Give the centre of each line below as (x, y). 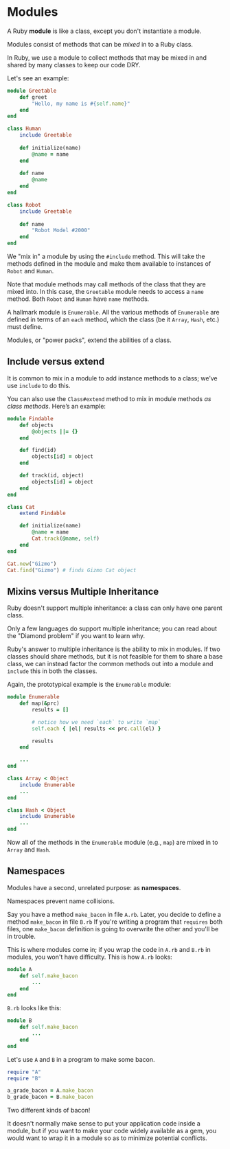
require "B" (24, 1078)
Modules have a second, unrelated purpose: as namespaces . (94, 887)
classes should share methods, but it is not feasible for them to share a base (115, 657)
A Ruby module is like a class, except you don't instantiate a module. (104, 31)
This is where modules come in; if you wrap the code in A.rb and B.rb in (109, 949)
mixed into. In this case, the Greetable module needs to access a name (105, 292)
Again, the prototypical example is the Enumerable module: (89, 685)
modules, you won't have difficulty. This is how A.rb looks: (90, 957)
